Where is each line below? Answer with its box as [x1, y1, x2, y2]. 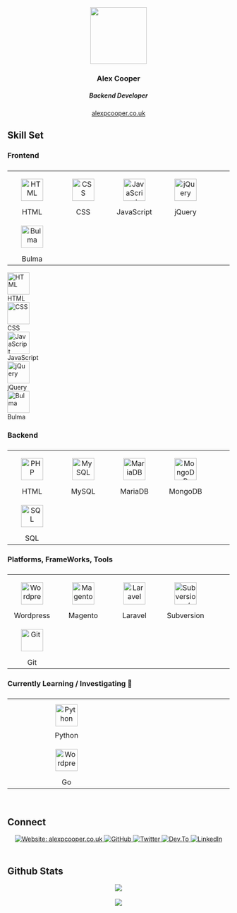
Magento [68, 611, 99, 621]
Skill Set [7, 129, 44, 141]
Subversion [166, 611, 205, 621]
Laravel [122, 611, 147, 621]
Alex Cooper [96, 74, 141, 83]
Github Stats [7, 865, 63, 877]
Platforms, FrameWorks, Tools [7, 554, 113, 564]
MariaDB [119, 486, 150, 496]
